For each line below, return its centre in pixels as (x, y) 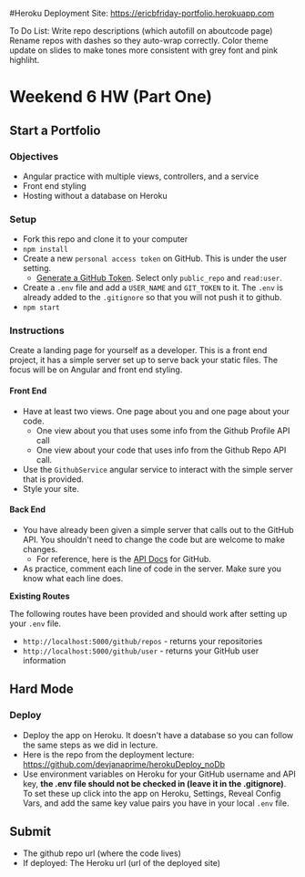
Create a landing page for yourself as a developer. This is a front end (138, 350)
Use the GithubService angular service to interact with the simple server (158, 469)
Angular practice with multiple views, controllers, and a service (141, 176)
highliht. (25, 60)
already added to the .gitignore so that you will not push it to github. (152, 298)
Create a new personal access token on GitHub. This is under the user (154, 258)
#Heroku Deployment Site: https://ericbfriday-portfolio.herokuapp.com (142, 13)
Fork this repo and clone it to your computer (105, 239)
